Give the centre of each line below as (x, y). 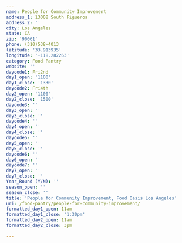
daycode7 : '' (22, 165)
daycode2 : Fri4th (27, 88)
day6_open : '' (23, 160)
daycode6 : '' (22, 154)
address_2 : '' (23, 22)
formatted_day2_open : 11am (39, 220)
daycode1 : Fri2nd (27, 72)
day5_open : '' (23, 143)
